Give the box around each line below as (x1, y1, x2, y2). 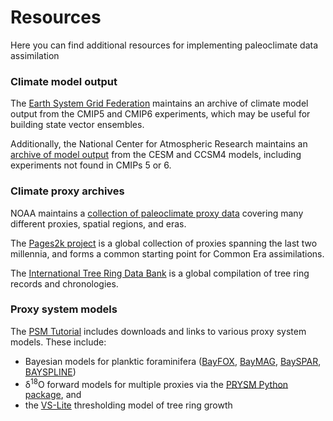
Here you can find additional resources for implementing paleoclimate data (10, 39, 319, 51)
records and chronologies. (10, 277, 119, 290)
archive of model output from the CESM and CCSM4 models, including (10, 149, 302, 161)
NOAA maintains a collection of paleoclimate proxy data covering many (10, 207, 304, 219)
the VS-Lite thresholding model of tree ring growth (24, 399, 233, 411)
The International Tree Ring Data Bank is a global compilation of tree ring (10, 267, 310, 279)
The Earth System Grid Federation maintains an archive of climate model (10, 97, 309, 110)
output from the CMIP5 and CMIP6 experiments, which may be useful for (10, 108, 311, 120)
